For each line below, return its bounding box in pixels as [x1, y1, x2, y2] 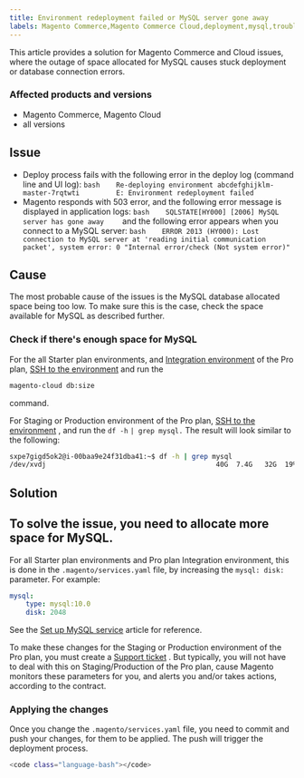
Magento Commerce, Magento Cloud [22, 109, 161, 120]
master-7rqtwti [22, 188, 81, 198]
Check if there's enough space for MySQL [9, 333, 197, 345]
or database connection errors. [9, 65, 126, 77]
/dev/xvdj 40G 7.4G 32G [9, 460, 278, 470]
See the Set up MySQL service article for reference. [9, 625, 203, 636]
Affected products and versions [9, 88, 152, 101]
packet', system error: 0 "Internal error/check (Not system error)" [22, 242, 291, 252]
